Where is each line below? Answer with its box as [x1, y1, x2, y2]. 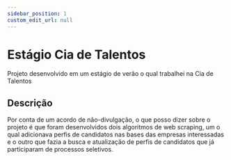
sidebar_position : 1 [7, 10, 67, 17]
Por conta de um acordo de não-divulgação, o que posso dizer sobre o [7, 115, 211, 124]
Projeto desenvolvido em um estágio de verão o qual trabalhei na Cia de [7, 70, 214, 78]
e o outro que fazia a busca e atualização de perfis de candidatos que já [7, 138, 214, 146]
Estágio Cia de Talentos [7, 47, 146, 63]
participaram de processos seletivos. [7, 145, 113, 154]
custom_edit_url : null [7, 17, 73, 24]
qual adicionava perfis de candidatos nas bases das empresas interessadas [7, 130, 225, 139]
